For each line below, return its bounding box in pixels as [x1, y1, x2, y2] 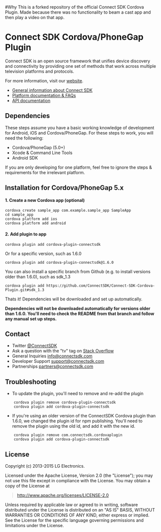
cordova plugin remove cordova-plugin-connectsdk [14, 400, 116, 405]
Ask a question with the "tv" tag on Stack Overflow [12, 348, 114, 354]
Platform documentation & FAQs [12, 92, 76, 98]
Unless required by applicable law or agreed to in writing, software [5, 502, 138, 508]
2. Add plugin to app [5, 231, 47, 237]
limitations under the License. [5, 522, 64, 528]
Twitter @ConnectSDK [12, 343, 57, 349]
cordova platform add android [5, 221, 66, 226]
